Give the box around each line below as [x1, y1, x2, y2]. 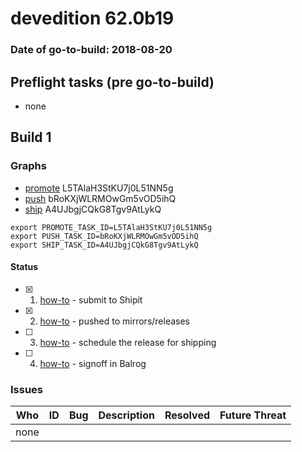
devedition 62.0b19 [10, 7, 175, 30]
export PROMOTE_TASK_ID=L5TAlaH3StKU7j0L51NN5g [10, 222, 213, 232]
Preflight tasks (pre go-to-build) [10, 73, 215, 91]
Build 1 [10, 129, 52, 146]
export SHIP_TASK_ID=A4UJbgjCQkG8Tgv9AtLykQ [10, 240, 199, 250]
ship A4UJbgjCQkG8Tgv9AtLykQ [24, 203, 162, 215]
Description [98, 408, 155, 422]
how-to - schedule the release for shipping [39, 336, 217, 348]
